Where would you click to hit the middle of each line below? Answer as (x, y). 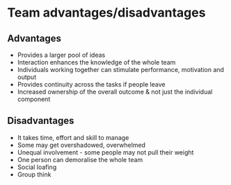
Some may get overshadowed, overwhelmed (81, 145)
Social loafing (37, 167)
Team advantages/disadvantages (106, 13)
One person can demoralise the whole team (80, 159)
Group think (34, 174)
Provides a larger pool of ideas (61, 55)
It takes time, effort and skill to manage (73, 137)
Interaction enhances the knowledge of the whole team (96, 62)
